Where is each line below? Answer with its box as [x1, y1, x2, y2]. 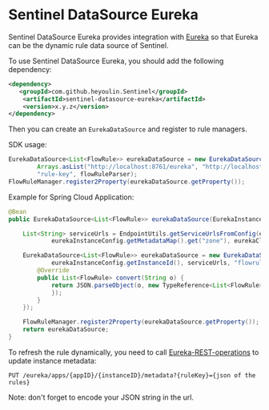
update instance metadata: [8, 356, 97, 365]
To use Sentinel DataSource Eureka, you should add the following [8, 56, 224, 66]
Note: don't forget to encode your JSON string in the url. [8, 392, 195, 402]
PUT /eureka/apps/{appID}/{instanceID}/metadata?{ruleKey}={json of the [8, 371, 256, 380]
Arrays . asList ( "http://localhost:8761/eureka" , [37, 163, 199, 171]
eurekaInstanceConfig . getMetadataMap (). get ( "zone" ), [50, 237, 231, 245]
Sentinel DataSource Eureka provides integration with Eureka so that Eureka [8, 32, 259, 42]
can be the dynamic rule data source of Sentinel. [8, 40, 169, 50]
